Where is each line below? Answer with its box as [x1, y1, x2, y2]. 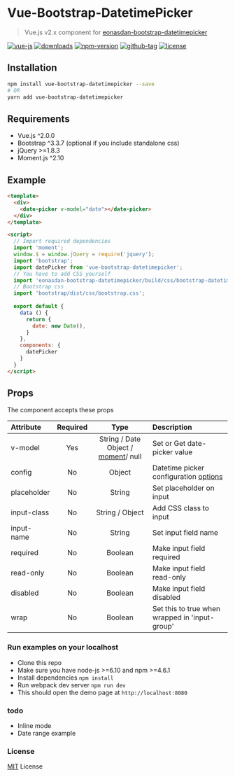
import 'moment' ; [13, 244, 64, 251]
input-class [10, 507, 50, 517]
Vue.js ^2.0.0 [17, 132, 55, 140]
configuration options [152, 472, 223, 482]
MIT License [7, 762, 43, 771]
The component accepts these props [7, 406, 114, 414]
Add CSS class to [152, 503, 210, 513]
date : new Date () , [32, 322, 86, 330]
